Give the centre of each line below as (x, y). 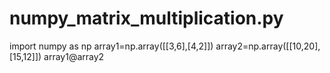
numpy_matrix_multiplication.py (146, 18)
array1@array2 (74, 56)
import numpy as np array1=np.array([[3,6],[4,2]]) (111, 46)
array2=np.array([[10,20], (268, 46)
